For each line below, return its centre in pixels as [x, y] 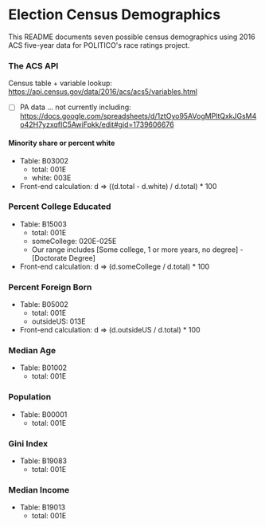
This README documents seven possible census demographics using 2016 [132, 37]
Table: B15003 [43, 224]
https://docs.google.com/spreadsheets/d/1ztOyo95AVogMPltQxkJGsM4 [138, 116]
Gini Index [28, 443]
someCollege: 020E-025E [74, 241]
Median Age [32, 351]
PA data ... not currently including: [75, 107]
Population [30, 397]
